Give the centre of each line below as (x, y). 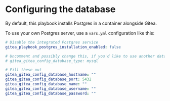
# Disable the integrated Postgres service (52, 42)
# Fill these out (24, 70)
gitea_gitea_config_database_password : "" (51, 93)
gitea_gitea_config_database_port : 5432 (49, 79)
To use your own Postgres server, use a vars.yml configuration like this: (80, 33)
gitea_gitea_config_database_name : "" (46, 84)
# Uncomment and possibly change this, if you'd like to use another (80, 56)
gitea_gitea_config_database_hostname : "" (51, 75)
